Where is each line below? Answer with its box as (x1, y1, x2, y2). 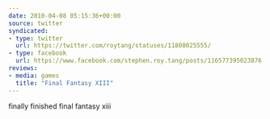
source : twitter (8, 19, 63, 27)
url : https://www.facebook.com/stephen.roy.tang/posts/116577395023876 (15, 57, 263, 65)
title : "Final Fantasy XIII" (15, 79, 114, 87)
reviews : (8, 64, 38, 72)
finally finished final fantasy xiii (8, 101, 112, 111)
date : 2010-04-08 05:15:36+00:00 (8, 11, 121, 20)
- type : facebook (8, 49, 67, 57)
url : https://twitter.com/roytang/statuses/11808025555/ (15, 42, 212, 50)
